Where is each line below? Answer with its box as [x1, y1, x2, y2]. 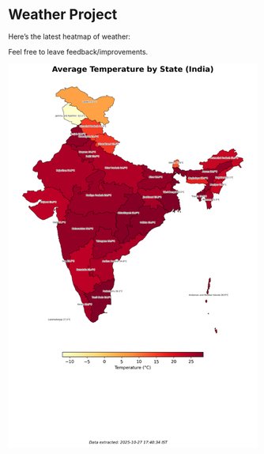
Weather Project [8, 6, 118, 24]
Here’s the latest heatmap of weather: [8, 32, 130, 41]
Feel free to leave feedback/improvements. [8, 47, 149, 56]
